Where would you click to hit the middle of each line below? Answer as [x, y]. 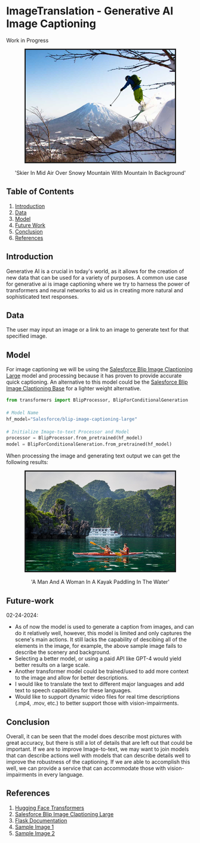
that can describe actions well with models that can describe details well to [99, 756]
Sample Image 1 [34, 827]
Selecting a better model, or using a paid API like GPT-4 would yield [98, 659]
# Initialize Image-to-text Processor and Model [68, 432]
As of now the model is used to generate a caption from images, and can [104, 627]
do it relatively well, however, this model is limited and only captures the [103, 633]
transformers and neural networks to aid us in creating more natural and [95, 290]
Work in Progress [27, 40]
